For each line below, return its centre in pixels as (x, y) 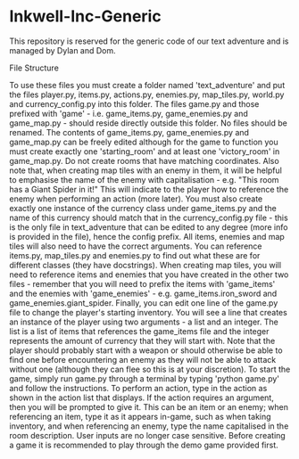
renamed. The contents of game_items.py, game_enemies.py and (129, 132)
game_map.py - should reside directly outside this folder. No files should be (148, 123)
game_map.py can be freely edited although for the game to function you (144, 142)
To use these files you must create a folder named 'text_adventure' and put (147, 85)
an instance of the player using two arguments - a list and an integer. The (144, 322)
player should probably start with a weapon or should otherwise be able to (146, 350)
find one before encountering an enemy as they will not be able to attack (143, 359)
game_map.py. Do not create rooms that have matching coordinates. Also (144, 160)
